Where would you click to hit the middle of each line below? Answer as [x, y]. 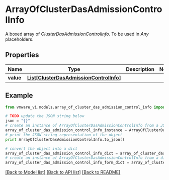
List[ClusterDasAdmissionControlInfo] [74, 77]
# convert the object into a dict [41, 149]
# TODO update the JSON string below [45, 116]
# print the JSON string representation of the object [64, 135]
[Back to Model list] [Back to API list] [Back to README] [63, 172]
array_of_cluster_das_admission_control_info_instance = [66, 130]
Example [19, 96]
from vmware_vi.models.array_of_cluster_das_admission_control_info [78, 107]
